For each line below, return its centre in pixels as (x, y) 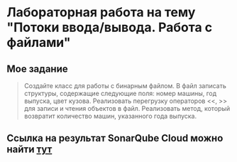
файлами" (39, 43)
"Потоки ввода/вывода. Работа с (110, 27)
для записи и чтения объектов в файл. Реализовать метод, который (127, 108)
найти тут (29, 150)
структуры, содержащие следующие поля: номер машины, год (120, 93)
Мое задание (37, 69)
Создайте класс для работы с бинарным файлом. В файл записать (125, 86)
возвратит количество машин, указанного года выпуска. (110, 116)
